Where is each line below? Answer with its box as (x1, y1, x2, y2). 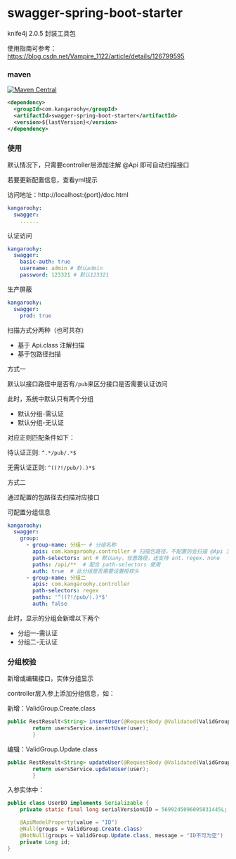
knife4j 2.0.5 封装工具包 (7, 29, 76, 37)
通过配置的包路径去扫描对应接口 (7, 492, 100, 501)
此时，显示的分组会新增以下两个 (7, 613, 100, 622)
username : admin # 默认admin (20, 265, 103, 272)
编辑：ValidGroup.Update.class (7, 744, 98, 753)
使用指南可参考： (7, 44, 57, 52)
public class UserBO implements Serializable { (7, 800, 150, 807)
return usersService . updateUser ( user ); (32, 765, 150, 772)
